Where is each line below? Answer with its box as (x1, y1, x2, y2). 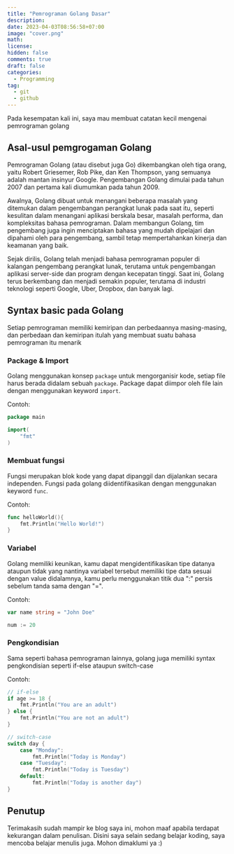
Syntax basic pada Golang (7, 305, 124, 317)
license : (7, 43, 33, 50)
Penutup (7, 805, 45, 817)
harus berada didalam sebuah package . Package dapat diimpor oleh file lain (7, 379, 224, 387)
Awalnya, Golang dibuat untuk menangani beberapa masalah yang (7, 196, 198, 205)
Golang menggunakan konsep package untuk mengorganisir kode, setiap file (7, 371, 226, 380)
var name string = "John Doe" (7, 609, 96, 616)
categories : (7, 69, 42, 76)
